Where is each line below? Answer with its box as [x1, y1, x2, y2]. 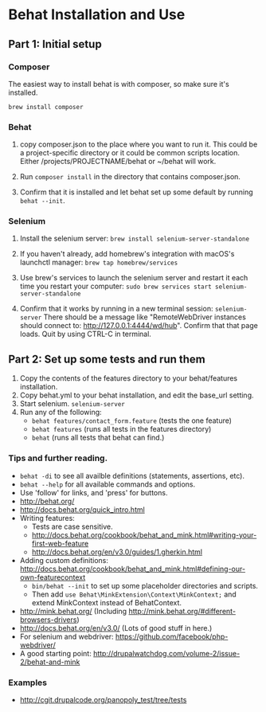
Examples [8, 677, 48, 688]
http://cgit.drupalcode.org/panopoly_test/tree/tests [19, 694, 187, 704]
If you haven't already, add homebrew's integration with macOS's [19, 249, 235, 259]
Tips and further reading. [8, 452, 108, 464]
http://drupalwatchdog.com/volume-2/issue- [92, 648, 241, 658]
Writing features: [19, 513, 76, 522]
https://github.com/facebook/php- [115, 632, 229, 641]
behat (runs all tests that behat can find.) [31, 432, 165, 443]
